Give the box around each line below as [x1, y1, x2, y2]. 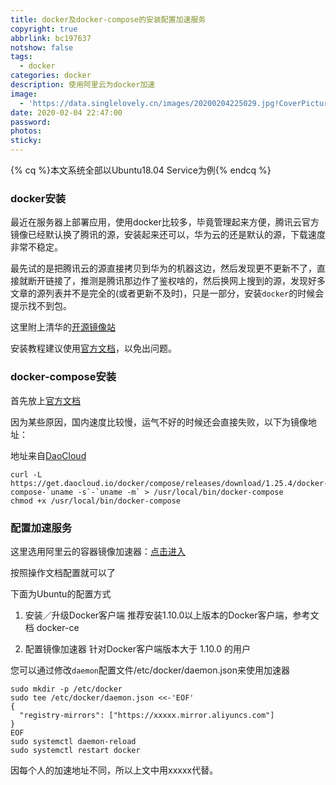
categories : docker [10, 71, 92, 81]
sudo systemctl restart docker [10, 745, 141, 755]
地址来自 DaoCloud [10, 449, 87, 461]
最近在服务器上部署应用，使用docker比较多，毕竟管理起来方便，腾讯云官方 [10, 216, 320, 228]
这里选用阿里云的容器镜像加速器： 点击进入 [10, 545, 186, 557]
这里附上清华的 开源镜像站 [10, 321, 116, 333]
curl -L [10, 469, 43, 480]
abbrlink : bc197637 [10, 33, 92, 43]
